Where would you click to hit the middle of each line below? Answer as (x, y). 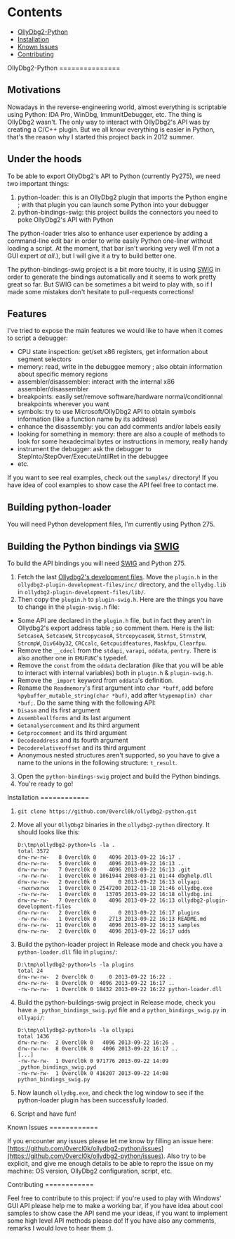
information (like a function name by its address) (87, 419)
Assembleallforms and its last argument (74, 718)
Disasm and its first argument (59, 710)
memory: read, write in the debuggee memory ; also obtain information (120, 367)
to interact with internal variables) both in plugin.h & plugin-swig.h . (115, 673)
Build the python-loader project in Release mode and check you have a (120, 944)
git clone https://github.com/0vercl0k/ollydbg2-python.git (107, 812)
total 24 (30, 971)
